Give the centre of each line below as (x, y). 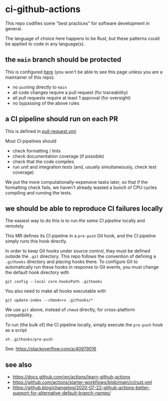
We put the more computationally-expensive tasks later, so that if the (77, 182)
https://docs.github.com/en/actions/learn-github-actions (71, 377)
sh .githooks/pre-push (29, 339)
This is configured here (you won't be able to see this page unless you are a (84, 72)
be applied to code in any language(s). (45, 43)
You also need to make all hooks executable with (56, 291)
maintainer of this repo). (30, 77)
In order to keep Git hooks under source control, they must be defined (78, 251)
